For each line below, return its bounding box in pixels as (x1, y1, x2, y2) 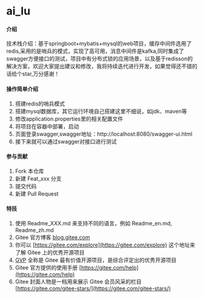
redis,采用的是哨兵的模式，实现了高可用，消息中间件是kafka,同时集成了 (6, 47, 184, 55)
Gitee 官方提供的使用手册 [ (15, 264, 82, 271)
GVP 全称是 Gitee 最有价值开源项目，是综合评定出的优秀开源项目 (15, 256, 177, 263)
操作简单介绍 (6, 85, 38, 92)
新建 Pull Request (15, 190, 59, 197)
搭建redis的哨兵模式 (15, 100, 65, 107)
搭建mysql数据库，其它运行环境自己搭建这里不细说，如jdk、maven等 (15, 107, 187, 114)
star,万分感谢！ (22, 70, 60, 78)
